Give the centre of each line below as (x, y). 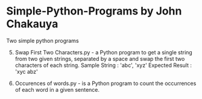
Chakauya (32, 24)
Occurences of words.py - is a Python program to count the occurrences (106, 83)
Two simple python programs (43, 40)
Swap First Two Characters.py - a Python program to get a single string (104, 52)
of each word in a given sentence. (57, 89)
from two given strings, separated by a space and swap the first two (100, 59)
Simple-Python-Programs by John (94, 11)
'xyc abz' (26, 71)
